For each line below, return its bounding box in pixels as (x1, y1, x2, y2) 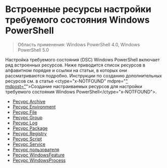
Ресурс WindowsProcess (12, 157, 66, 163)
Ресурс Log (12, 120, 38, 126)
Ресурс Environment (12, 104, 56, 110)
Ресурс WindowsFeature (12, 152, 65, 158)
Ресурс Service (12, 141, 45, 147)
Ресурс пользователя (12, 146, 60, 152)
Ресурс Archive (12, 98, 46, 104)
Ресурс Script (12, 136, 42, 142)
